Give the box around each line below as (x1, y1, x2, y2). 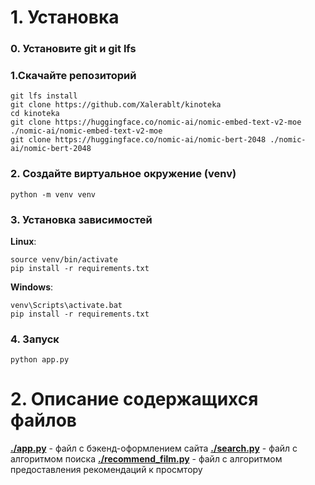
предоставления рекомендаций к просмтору (10, 464, 203, 476)
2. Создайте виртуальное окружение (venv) (10, 167, 237, 181)
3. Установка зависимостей (10, 212, 153, 226)
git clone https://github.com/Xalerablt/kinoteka (10, 100, 222, 110)
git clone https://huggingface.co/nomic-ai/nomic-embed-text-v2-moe (10, 117, 302, 128)
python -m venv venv (10, 189, 97, 200)
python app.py (10, 355, 70, 365)
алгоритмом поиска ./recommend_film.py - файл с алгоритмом (10, 453, 283, 465)
